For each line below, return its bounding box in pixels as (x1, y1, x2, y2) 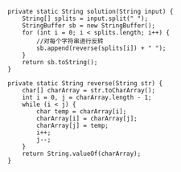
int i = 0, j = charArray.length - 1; (22, 93, 152, 101)
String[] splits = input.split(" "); (22, 14, 149, 23)
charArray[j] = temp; (36, 121, 109, 129)
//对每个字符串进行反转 (36, 37, 104, 45)
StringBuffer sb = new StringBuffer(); (22, 22, 156, 30)
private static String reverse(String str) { (7, 80, 162, 88)
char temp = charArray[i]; (36, 108, 127, 116)
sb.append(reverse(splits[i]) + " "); (36, 44, 167, 52)
